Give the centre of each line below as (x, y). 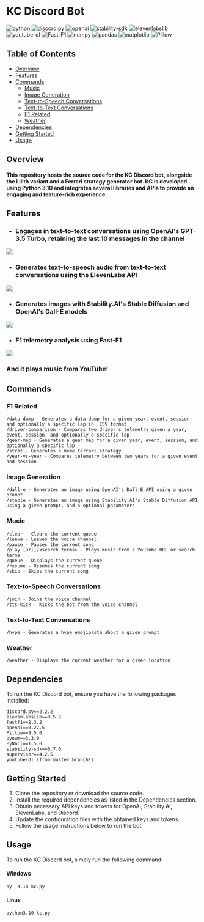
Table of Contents (41, 54)
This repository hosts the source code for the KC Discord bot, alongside (99, 175)
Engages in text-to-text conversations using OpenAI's (97, 231)
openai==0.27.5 (26, 728)
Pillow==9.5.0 (24, 733)
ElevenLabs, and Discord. (47, 813)
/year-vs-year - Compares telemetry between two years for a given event (102, 456)
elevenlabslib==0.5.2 (34, 717)
